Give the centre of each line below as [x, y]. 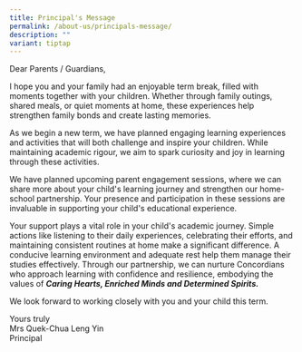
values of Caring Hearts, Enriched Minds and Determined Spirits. [134, 284]
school [22, 199]
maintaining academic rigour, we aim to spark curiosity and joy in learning [147, 152]
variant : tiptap [40, 43]
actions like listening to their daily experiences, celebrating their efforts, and [151, 236]
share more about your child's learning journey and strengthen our [134, 189]
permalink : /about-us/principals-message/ [91, 26]
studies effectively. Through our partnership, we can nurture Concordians [147, 265]
